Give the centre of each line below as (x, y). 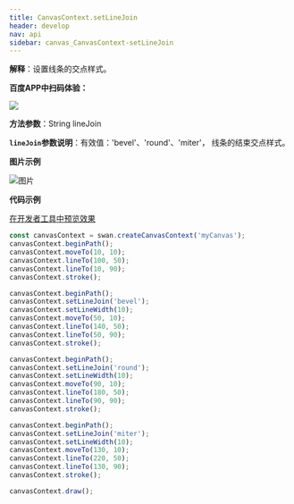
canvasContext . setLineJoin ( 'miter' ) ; (80, 433)
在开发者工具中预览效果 (52, 219)
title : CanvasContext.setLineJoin (74, 17)
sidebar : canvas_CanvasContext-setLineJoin (92, 42)
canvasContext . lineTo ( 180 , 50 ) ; (69, 393)
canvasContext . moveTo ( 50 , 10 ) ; (67, 318)
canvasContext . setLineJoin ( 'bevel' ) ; (80, 302)
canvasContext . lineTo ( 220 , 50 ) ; (69, 458)
